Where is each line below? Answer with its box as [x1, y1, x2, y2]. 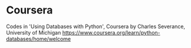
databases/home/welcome [6, 35, 71, 42]
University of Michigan [6, 29, 61, 36]
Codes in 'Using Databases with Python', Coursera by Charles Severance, [6, 23, 186, 30]
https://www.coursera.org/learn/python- [62, 29, 160, 36]
